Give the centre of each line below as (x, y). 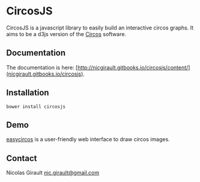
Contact (22, 158)
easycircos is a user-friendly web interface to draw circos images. (88, 139)
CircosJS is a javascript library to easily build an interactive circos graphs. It (100, 28)
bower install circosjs (36, 106)
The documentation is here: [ (42, 67)
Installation (28, 93)
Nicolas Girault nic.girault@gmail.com (53, 173)
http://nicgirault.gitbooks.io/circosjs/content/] (134, 67)
